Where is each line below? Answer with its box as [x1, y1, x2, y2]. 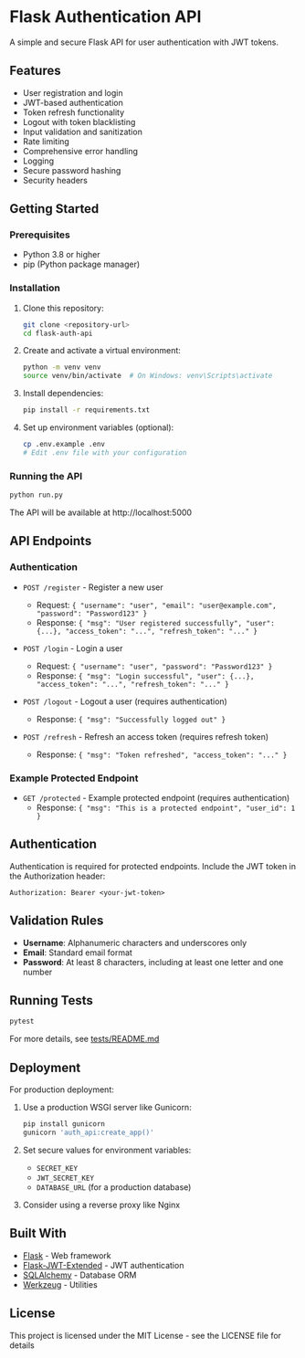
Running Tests [9, 993, 93, 1008]
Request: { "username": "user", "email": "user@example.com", [36, 599, 277, 610]
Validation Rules [9, 913, 104, 929]
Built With [9, 1226, 67, 1241]
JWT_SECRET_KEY [36, 1174, 94, 1183]
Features [9, 63, 61, 79]
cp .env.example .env [22, 440, 105, 449]
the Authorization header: [9, 870, 106, 881]
